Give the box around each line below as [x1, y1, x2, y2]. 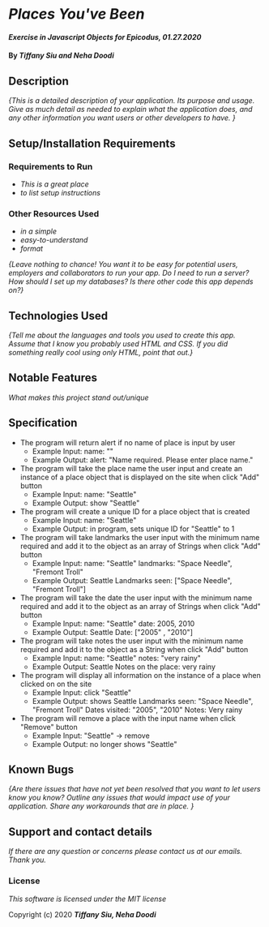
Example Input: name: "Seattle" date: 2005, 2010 [32, 618, 195, 629]
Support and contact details [8, 825, 152, 839]
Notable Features [8, 371, 97, 385]
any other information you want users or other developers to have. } [8, 113, 237, 122]
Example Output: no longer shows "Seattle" [32, 739, 177, 749]
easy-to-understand [19, 235, 88, 245]
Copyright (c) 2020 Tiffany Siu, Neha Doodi [8, 909, 156, 919]
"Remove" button [19, 722, 79, 732]
